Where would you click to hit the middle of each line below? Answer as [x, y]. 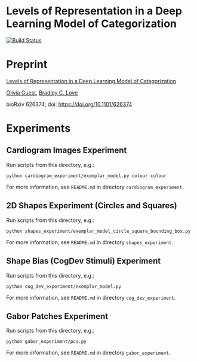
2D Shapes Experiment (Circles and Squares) [92, 206]
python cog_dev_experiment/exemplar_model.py [64, 286]
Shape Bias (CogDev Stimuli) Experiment [84, 261]
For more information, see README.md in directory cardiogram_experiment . [95, 187]
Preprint [27, 65]
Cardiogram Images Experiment [67, 150]
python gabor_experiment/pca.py [46, 342]
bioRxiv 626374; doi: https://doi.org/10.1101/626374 [69, 104]
